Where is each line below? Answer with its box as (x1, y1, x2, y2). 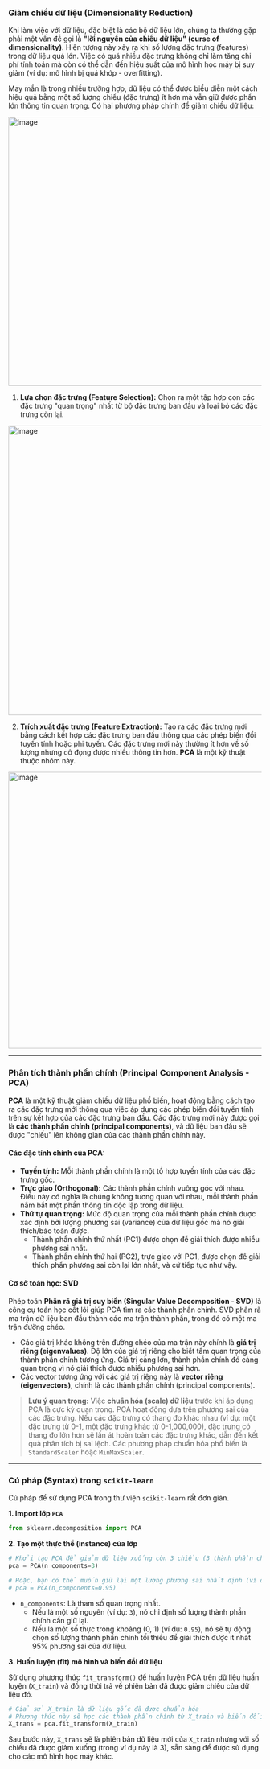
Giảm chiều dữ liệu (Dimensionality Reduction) (8, 7, 194, 19)
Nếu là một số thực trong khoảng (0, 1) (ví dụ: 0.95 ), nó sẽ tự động (31, 1624, 252, 1634)
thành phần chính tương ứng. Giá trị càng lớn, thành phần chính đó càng (19, 1355, 259, 1364)
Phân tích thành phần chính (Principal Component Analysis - (8, 1068, 250, 1079)
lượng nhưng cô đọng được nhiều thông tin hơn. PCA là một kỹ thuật (19, 747, 246, 757)
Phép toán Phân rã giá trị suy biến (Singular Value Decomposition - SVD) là (8, 1297, 262, 1306)
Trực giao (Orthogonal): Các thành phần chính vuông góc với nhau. (19, 1183, 245, 1193)
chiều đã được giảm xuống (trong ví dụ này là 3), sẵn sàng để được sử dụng (8, 1743, 260, 1753)
